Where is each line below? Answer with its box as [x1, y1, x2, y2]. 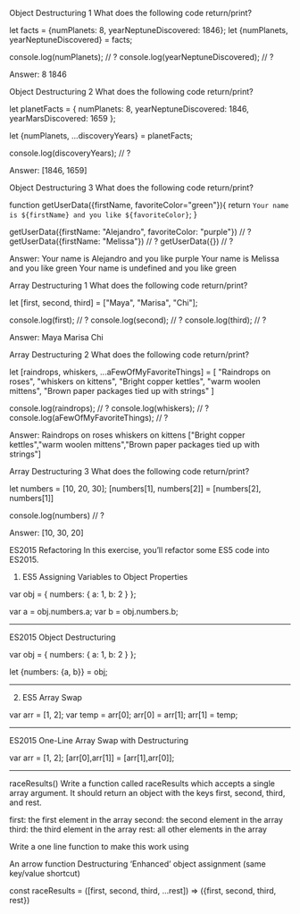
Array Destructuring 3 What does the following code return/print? [9, 466, 250, 476]
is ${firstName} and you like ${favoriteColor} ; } [9, 209, 198, 220]
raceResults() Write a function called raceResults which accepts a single [9, 778, 275, 789]
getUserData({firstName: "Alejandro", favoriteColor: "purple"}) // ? [9, 227, 252, 237]
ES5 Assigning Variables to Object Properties [21, 572, 188, 582]
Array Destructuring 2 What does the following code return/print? [9, 349, 250, 360]
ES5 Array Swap [21, 692, 83, 702]
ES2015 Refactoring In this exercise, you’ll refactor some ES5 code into [9, 545, 271, 555]
